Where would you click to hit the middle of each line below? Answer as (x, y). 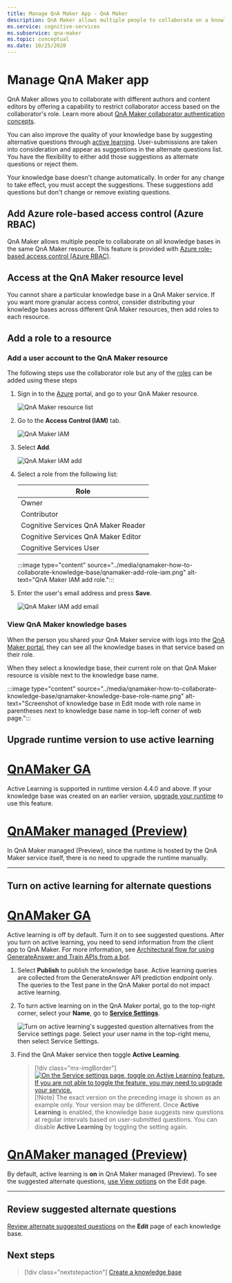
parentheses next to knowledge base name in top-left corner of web (104, 711)
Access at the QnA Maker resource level (95, 278)
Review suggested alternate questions (92, 1209)
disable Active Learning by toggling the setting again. (111, 1127)
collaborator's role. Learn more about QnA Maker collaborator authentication (116, 113)
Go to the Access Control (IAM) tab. (69, 421)
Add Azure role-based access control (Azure (105, 214)
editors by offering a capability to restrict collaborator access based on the (114, 106)
